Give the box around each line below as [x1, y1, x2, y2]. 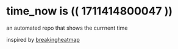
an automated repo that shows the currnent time [6, 24, 128, 31]
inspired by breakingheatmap [6, 36, 80, 43]
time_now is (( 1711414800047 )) [6, 4, 173, 18]
